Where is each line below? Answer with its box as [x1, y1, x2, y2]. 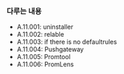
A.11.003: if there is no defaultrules [16, 37, 118, 47]
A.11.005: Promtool [16, 53, 71, 61]
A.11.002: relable [16, 30, 65, 39]
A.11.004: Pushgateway [16, 45, 84, 54]
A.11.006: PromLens [16, 60, 75, 68]
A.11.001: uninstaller [16, 23, 73, 31]
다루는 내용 [6, 6, 42, 16]
